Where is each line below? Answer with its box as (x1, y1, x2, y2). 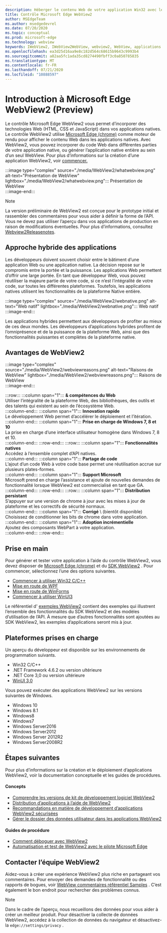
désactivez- (137, 917, 162, 923)
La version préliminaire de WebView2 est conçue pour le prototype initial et (5, 208, 159, 214)
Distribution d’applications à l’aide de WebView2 (12, 800, 111, 806)
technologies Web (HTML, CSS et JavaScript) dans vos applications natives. (5, 125, 162, 132)
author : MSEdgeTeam (5, 16, 46, 21)
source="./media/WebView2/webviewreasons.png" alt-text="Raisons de (5, 367, 153, 373)
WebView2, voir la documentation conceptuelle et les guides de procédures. (5, 772, 162, 778)
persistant (5, 493, 27, 499)
